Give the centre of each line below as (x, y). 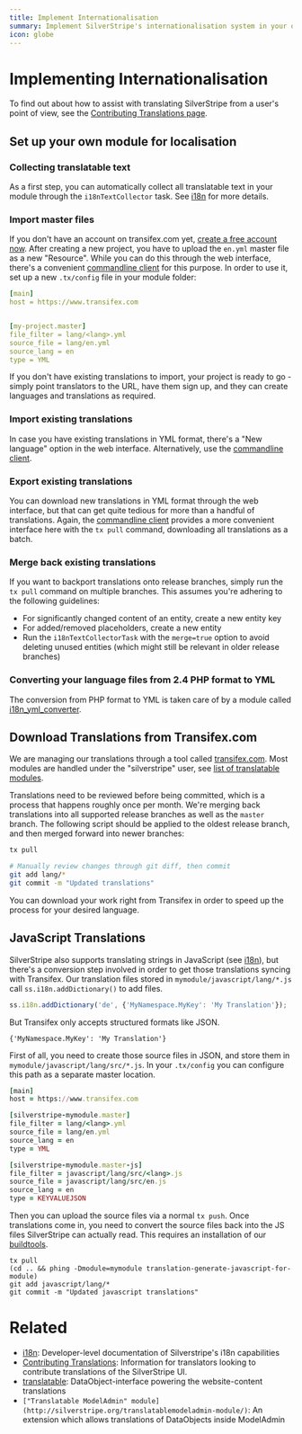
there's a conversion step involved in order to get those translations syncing (150, 969)
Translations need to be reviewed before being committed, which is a (137, 796)
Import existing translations (71, 419)
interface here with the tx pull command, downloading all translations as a (149, 530)
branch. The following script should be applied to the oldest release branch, (150, 824)
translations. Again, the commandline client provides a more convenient (142, 520)
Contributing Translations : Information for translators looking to (139, 1362)
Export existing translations (71, 481)
